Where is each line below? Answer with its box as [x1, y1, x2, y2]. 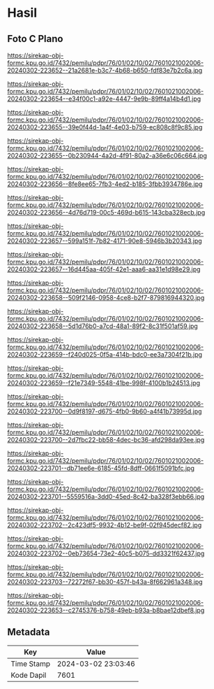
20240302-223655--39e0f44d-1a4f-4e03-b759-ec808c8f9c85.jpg [7, 123, 203, 131]
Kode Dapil [10, 670, 47, 680]
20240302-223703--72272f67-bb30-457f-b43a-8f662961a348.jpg [7, 578, 204, 585]
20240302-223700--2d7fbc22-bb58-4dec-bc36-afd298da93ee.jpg [7, 436, 205, 443]
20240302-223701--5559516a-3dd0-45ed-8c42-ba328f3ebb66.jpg [7, 492, 205, 501]
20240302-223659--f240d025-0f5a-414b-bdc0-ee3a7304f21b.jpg [7, 350, 203, 358]
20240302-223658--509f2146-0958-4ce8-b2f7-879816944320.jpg [7, 294, 205, 301]
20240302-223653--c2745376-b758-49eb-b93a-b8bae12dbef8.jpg [7, 606, 205, 614]
